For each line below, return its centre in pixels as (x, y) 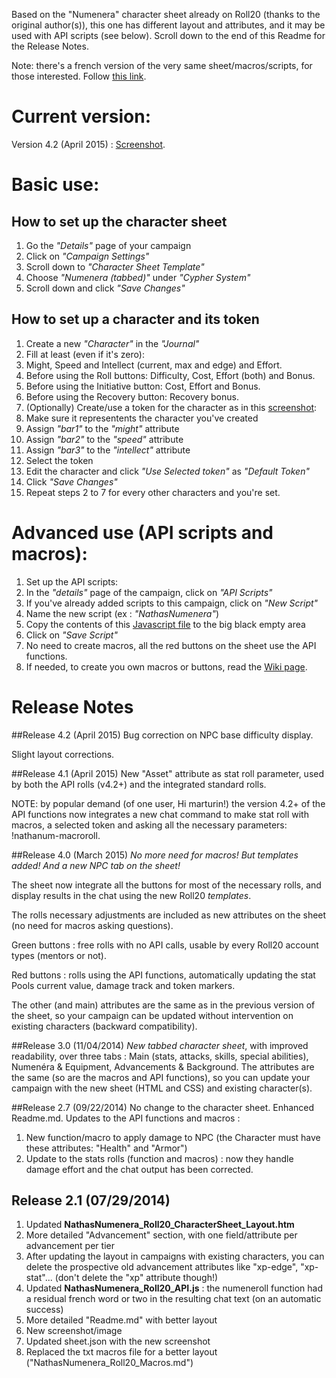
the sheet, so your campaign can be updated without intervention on (152, 1015)
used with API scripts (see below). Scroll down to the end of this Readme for (168, 35)
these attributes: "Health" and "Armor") (106, 1148)
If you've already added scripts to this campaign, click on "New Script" (172, 603)
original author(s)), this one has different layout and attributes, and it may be (168, 25)
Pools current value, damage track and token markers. (123, 985)
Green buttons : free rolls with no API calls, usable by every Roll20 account (165, 945)
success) (44, 1310)
